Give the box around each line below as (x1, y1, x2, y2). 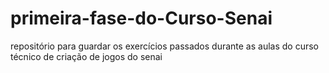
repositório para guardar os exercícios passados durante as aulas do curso (10, 40, 320, 52)
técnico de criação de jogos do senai (10, 50, 163, 62)
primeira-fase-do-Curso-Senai (10, 7, 273, 30)
